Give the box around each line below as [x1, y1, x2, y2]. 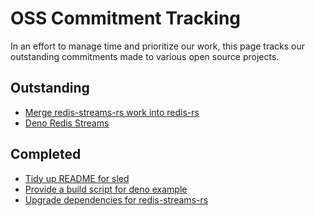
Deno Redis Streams [24, 117, 110, 129]
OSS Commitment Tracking [10, 7, 242, 30]
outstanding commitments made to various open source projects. [10, 50, 280, 62]
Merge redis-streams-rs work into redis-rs [24, 106, 200, 118]
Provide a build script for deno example [24, 183, 188, 195]
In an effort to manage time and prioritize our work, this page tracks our [10, 40, 305, 52]
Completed [10, 146, 82, 163]
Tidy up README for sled [24, 172, 130, 184]
